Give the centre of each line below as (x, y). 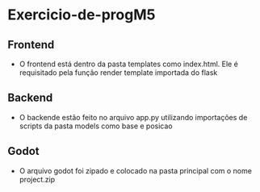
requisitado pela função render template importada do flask (118, 73)
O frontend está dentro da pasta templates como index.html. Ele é (129, 64)
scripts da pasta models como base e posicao (96, 126)
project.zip (37, 179)
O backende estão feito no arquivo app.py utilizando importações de (133, 117)
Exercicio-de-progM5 (82, 15)
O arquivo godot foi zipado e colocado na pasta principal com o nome (135, 170)
